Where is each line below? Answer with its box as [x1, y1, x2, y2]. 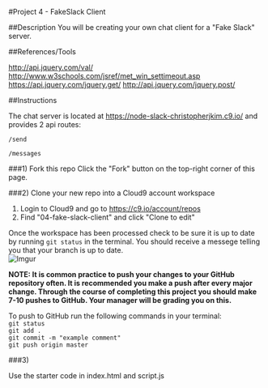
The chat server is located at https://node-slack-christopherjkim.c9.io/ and [8, 111, 257, 121]
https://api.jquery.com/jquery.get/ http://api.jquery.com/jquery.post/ [8, 80, 236, 89]
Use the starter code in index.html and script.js [8, 371, 164, 380]
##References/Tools [8, 47, 77, 56]
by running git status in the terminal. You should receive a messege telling [8, 237, 261, 246]
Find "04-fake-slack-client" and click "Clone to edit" [19, 212, 196, 222]
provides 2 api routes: [8, 120, 82, 129]
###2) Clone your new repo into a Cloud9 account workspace [8, 188, 215, 198]
